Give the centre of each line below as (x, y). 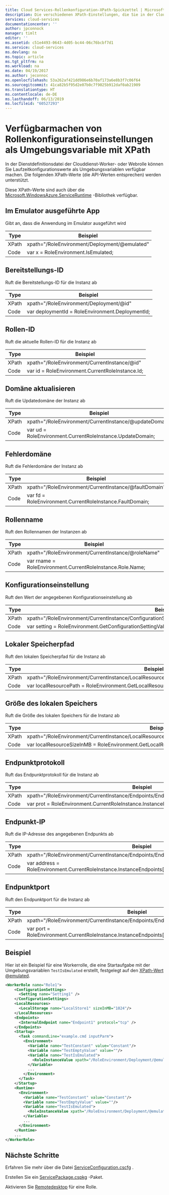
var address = (43, 863)
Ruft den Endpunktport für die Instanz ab (48, 899)
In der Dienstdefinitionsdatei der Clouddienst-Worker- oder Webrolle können (84, 164)
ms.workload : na (22, 66)
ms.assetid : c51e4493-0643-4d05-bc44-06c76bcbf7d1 (59, 43)
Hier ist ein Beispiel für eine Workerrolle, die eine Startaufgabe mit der (78, 965)
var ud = (37, 430)
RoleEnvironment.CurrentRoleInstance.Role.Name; (86, 567)
